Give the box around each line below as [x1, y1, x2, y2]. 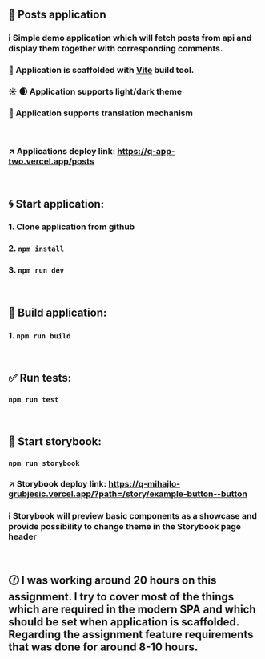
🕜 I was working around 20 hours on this [8, 573, 217, 587]
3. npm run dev [8, 264, 65, 275]
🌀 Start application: [8, 197, 105, 211]
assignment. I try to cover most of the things [8, 590, 235, 604]
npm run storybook [8, 459, 80, 467]
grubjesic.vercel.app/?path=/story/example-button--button [8, 488, 248, 499]
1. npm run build [8, 329, 71, 341]
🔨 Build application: [8, 305, 107, 319]
